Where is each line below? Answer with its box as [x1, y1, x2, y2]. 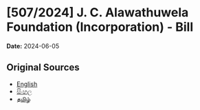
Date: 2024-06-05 [6, 42, 60, 50]
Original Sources [6, 61, 80, 73]
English [16, 80, 38, 88]
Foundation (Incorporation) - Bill [6, 19, 194, 35]
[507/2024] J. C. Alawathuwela [6, 5, 189, 20]
